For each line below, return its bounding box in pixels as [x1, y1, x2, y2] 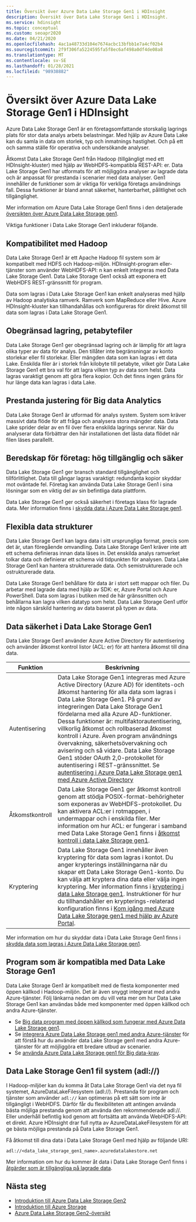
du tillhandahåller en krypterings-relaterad [57, 897, 175, 905]
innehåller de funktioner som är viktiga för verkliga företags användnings [6, 180, 181, 187]
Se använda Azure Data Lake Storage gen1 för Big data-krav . [14, 1049, 160, 1056]
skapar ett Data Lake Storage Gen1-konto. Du [57, 868, 184, 876]
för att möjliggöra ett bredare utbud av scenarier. [34, 1043, 152, 1050]
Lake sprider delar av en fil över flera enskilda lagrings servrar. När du [6, 424, 174, 431]
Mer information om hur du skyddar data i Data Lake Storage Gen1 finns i [6, 934, 181, 941]
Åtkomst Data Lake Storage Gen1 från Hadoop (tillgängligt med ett [6, 156, 164, 163]
